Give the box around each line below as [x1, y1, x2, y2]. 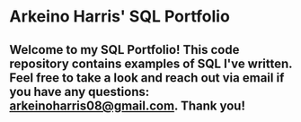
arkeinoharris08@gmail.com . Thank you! [9, 98, 245, 113]
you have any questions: [9, 83, 150, 100]
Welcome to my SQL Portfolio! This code [9, 42, 240, 57]
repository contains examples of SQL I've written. [9, 56, 293, 71]
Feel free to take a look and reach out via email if [9, 70, 285, 85]
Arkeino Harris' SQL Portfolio [9, 6, 231, 27]
